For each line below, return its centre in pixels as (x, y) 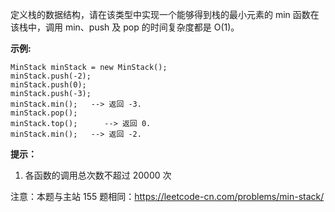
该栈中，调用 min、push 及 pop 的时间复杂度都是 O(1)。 (125, 27)
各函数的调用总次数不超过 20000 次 (98, 175)
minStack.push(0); (48, 85)
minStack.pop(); (44, 113)
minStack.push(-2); (51, 76)
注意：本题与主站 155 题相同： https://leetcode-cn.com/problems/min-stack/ (167, 196)
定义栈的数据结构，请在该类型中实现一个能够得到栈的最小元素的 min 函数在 (165, 14)
